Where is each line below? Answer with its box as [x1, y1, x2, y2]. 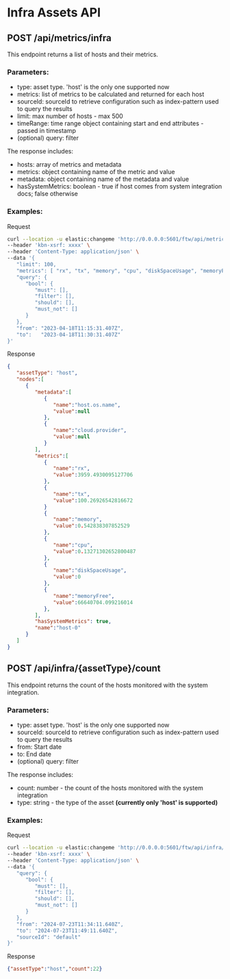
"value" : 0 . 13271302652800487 [53, 548, 136, 555]
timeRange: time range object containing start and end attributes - [16, 119, 204, 128]
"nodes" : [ [16, 376, 44, 383]
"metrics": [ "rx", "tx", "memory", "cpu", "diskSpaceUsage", [16, 267, 197, 274]
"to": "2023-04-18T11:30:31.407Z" [16, 331, 121, 338]
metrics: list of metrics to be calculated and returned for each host [16, 90, 205, 99]
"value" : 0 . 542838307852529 [53, 522, 130, 529]
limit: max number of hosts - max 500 [16, 112, 123, 121]
